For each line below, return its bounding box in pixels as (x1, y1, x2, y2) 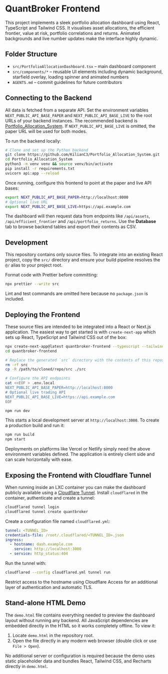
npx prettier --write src (5, 281, 59, 286)
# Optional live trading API (5, 389, 66, 395)
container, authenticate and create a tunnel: (5, 495, 95, 500)
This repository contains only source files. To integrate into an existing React (5, 251, 163, 257)
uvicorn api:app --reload (5, 170, 59, 175)
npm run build (5, 432, 35, 437)
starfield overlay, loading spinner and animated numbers (12, 73, 129, 80)
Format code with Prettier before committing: (5, 272, 98, 278)
